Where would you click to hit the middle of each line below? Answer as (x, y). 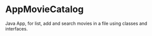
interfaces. (17, 28)
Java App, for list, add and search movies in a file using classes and (76, 23)
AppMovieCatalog (44, 9)
